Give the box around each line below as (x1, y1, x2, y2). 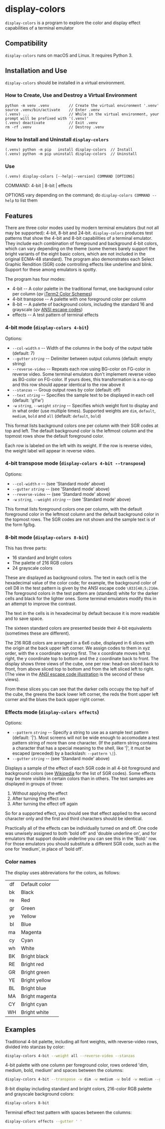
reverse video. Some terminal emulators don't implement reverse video (12, 371, 156, 377)
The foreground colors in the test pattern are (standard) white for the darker (5, 590, 159, 596)
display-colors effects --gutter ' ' (5, 1119, 82, 1124)
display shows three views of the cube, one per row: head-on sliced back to (5, 661, 159, 667)
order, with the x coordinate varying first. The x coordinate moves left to (5, 650, 151, 656)
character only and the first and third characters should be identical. (5, 816, 143, 822)
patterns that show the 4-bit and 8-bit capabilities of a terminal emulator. (5, 235, 152, 241)
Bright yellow (21, 976, 52, 983)
